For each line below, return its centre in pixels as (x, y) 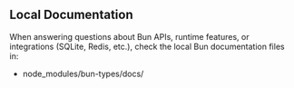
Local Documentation (71, 15)
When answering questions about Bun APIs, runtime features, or (129, 36)
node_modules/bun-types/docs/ (83, 73)
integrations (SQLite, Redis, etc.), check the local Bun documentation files (147, 46)
